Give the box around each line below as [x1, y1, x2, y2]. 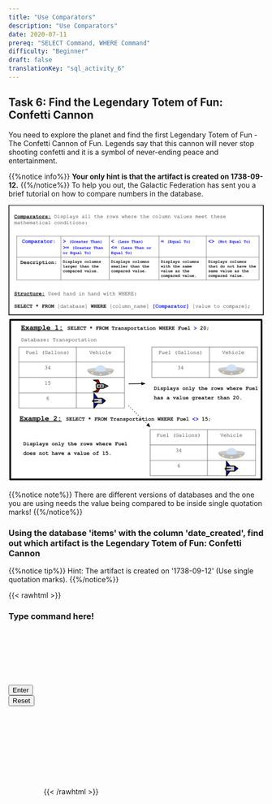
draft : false [8, 56, 53, 64]
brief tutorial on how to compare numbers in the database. [8, 188, 204, 198]
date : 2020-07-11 [8, 30, 67, 38]
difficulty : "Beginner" [8, 47, 89, 56]
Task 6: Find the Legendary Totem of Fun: [8, 96, 223, 110]
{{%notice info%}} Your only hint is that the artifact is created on [8, 171, 230, 181]
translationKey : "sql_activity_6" [8, 65, 126, 73]
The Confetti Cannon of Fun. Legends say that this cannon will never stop [8, 138, 255, 148]
